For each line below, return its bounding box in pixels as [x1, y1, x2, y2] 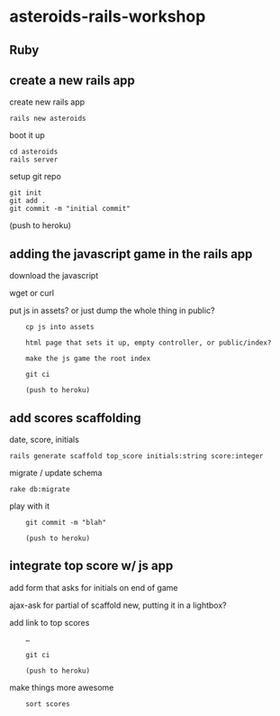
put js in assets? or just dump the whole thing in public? [9, 305, 215, 317]
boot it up [9, 130, 45, 141]
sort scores [25, 699, 70, 709]
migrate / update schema [9, 467, 103, 479]
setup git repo [9, 171, 61, 182]
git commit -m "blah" [25, 519, 106, 528]
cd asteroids [9, 147, 59, 157]
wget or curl [9, 288, 55, 298]
